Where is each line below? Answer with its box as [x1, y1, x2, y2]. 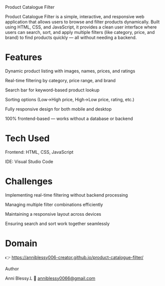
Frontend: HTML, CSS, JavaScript [5, 149, 74, 155]
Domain [5, 238, 38, 249]
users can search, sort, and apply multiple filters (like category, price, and [5, 29, 155, 35]
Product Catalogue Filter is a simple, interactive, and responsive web [5, 14, 144, 19]
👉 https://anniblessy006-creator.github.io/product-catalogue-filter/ [5, 254, 144, 260]
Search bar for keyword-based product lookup [5, 87, 100, 93]
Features [5, 52, 42, 63]
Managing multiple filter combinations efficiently [5, 201, 103, 207]
